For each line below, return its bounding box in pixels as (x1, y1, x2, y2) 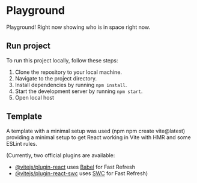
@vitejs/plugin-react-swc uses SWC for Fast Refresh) (14, 169, 148, 177)
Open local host (14, 94, 55, 101)
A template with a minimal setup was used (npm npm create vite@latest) (6, 127, 186, 134)
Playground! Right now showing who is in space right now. (6, 23, 151, 31)
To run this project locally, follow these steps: (6, 56, 118, 64)
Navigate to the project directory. (14, 74, 97, 82)
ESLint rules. (6, 140, 38, 147)
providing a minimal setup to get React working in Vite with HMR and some (6, 133, 191, 141)
